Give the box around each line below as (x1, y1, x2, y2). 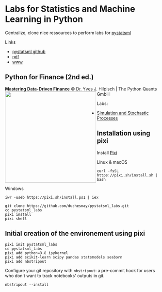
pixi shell (5, 216, 27, 221)
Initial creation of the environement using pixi (5, 229, 146, 238)
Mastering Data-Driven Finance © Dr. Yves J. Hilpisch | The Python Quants (5, 86, 157, 92)
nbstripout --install (5, 282, 49, 287)
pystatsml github (12, 49, 46, 54)
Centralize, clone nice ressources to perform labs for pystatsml (5, 30, 131, 35)
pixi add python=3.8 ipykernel (5, 251, 68, 256)
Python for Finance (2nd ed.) (5, 73, 94, 81)
